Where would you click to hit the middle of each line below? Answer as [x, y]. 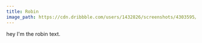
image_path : [21, 17]
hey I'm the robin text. [33, 34]
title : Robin [23, 11]
